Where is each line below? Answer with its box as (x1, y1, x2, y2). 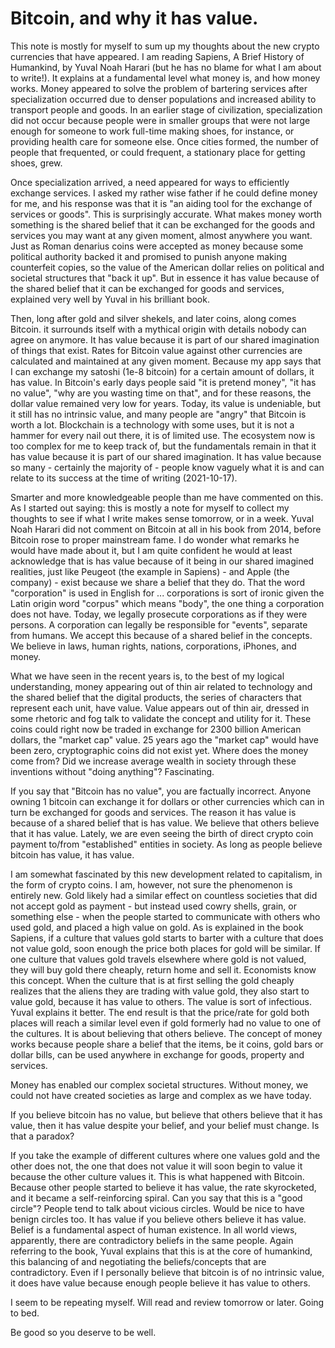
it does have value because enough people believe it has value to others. (10, 1277, 311, 1289)
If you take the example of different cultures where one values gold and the (10, 1149, 321, 1161)
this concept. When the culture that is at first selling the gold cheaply (10, 974, 295, 986)
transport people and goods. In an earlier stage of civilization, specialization (10, 103, 323, 116)
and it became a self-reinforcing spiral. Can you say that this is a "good (10, 1192, 303, 1204)
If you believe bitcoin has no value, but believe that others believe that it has (10, 1108, 323, 1121)
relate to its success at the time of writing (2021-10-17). (10, 472, 238, 484)
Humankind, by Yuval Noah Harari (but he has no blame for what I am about (10, 61, 322, 73)
